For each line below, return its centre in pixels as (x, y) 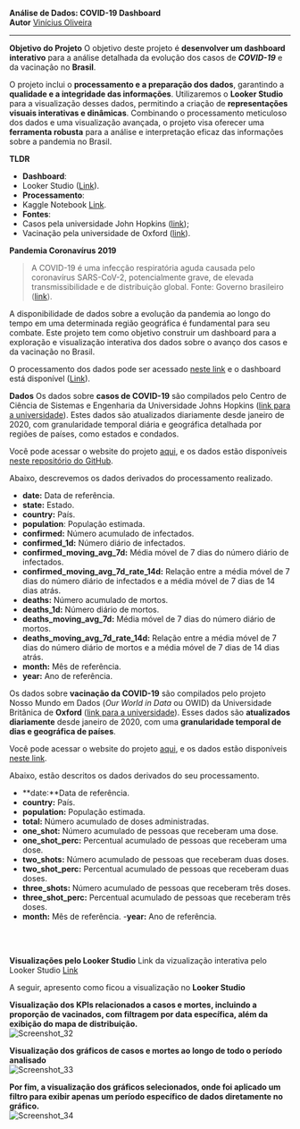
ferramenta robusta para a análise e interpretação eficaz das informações (146, 132)
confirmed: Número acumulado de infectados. (108, 533)
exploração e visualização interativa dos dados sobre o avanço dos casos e (149, 342)
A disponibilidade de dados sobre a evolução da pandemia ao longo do (140, 314)
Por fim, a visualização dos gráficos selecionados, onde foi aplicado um (145, 1087)
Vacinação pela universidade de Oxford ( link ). (106, 233)
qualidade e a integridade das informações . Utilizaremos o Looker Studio (146, 94)
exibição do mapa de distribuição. (74, 1024)
